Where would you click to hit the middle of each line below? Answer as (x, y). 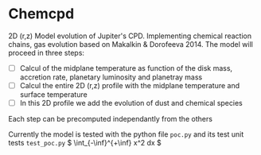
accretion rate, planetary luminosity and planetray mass (111, 77)
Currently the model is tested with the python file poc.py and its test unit (126, 134)
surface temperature (53, 95)
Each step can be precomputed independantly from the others (111, 119)
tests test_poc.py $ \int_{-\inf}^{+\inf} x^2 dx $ (85, 143)
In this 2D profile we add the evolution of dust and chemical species (131, 103)
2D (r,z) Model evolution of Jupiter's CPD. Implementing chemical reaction (130, 36)
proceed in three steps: (47, 52)
